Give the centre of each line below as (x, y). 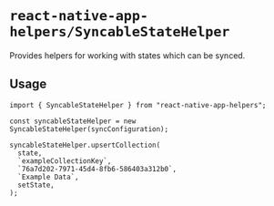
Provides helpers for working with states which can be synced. (127, 55)
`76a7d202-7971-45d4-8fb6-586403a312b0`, (97, 169)
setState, (36, 185)
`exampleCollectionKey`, (65, 161)
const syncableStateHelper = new (73, 121)
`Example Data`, (48, 177)
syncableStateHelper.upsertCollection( (85, 145)
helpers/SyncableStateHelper (120, 32)
